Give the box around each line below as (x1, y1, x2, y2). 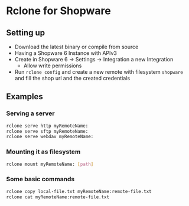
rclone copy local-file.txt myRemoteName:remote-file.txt (6, 188, 152, 194)
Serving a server (6, 109, 55, 117)
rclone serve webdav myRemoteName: (6, 134, 94, 140)
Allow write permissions (23, 62, 82, 69)
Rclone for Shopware (6, 4, 111, 18)
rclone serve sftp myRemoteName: (6, 128, 89, 134)
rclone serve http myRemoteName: (6, 123, 89, 129)
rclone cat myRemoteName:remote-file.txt (6, 194, 110, 200)
